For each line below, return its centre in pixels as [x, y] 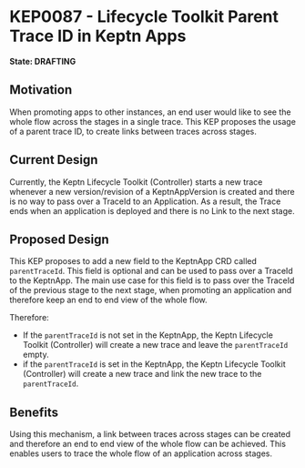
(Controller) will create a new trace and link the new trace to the [142, 374]
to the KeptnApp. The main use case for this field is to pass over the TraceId [152, 280]
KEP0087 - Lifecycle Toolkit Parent [144, 17]
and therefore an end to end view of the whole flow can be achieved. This [148, 444]
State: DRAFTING [43, 61]
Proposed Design [59, 239]
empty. [36, 355]
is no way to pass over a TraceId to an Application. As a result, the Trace [145, 201]
